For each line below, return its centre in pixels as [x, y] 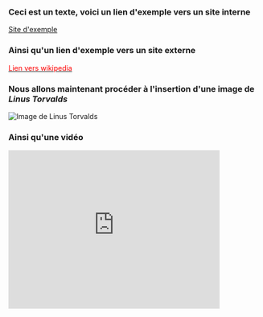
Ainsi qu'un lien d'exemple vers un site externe [102, 51]
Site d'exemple [33, 30]
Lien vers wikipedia [40, 68]
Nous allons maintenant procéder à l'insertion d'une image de [131, 89]
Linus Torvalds [38, 99]
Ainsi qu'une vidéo [46, 137]
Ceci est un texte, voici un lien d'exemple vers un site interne [129, 12]
